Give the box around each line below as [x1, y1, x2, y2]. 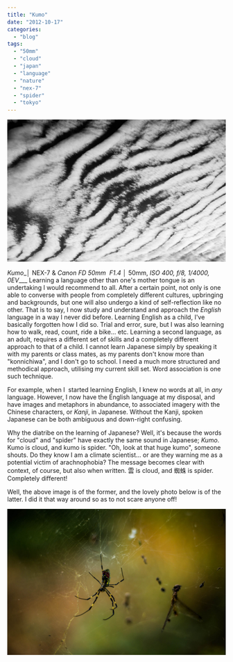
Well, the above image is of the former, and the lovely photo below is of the [7, 487, 222, 496]
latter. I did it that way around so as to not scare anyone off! [7, 494, 178, 503]
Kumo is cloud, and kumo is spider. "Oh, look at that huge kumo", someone [7, 443, 221, 451]
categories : [7, 26, 42, 33]
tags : [7, 40, 23, 48]
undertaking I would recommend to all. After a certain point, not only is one [7, 283, 221, 291]
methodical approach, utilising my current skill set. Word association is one [7, 364, 221, 373]
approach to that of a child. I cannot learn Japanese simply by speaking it [7, 342, 217, 350]
